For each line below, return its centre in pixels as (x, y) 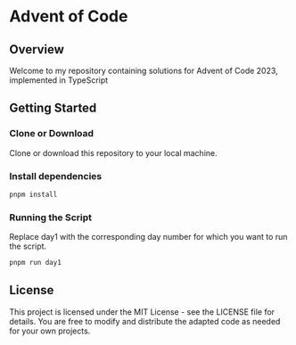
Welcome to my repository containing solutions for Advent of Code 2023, (144, 70)
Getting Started (53, 108)
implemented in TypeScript (59, 80)
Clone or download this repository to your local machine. (113, 152)
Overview (37, 49)
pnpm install (33, 194)
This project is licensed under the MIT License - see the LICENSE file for (142, 312)
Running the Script (50, 218)
